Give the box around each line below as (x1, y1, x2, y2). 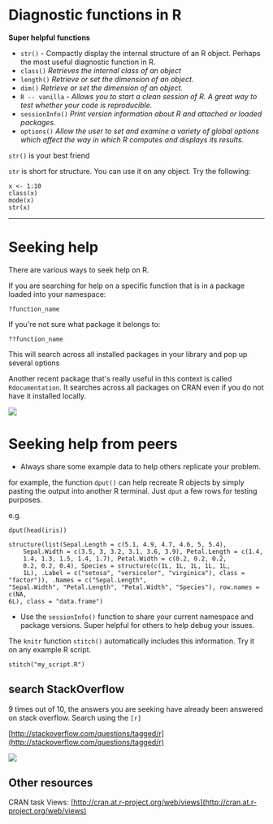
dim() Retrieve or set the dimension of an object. (19, 83, 184, 93)
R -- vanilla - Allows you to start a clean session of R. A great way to (19, 91, 258, 101)
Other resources (8, 776, 93, 790)
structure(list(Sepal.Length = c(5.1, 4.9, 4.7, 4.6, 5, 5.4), (8, 540, 227, 548)
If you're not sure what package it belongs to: (8, 319, 161, 329)
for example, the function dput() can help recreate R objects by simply (8, 477, 245, 487)
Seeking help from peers (8, 435, 178, 453)
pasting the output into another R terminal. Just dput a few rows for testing (8, 486, 258, 495)
